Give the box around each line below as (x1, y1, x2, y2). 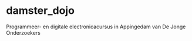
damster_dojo (6, 4, 75, 17)
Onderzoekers (6, 29, 41, 36)
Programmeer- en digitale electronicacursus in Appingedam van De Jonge (6, 23, 186, 30)
